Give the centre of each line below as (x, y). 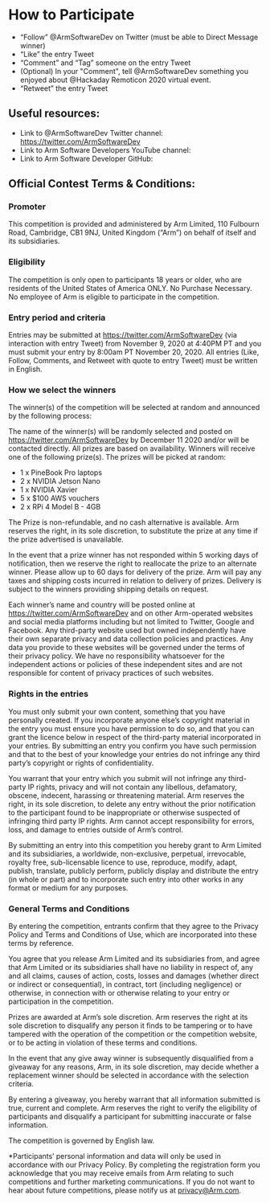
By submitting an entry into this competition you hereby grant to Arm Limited (135, 845)
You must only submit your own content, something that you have (117, 711)
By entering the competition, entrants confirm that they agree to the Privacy (133, 926)
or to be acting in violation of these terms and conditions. (103, 1042)
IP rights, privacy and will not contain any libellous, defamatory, (132, 787)
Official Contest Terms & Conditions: (102, 184)
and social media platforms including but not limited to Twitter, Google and (131, 622)
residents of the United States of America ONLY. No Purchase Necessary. (130, 288)
